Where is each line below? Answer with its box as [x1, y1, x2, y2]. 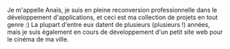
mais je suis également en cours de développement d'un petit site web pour [7, 28, 223, 36]
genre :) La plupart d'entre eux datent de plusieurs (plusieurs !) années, [7, 21, 211, 28]
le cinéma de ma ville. [7, 35, 69, 43]
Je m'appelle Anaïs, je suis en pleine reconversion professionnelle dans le [7, 6, 218, 14]
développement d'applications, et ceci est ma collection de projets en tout [7, 13, 218, 21]
